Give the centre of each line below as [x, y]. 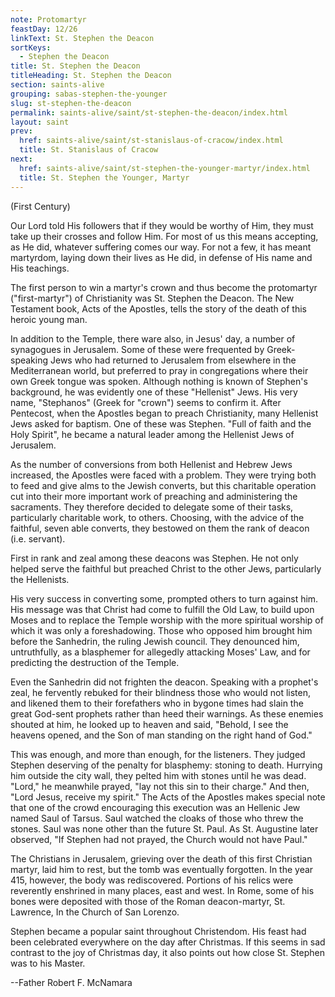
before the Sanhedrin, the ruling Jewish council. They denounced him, [155, 641]
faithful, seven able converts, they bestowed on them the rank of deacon [160, 528]
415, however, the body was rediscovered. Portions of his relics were [152, 880]
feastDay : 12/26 [44, 29]
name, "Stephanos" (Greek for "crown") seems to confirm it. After [146, 402]
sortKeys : [31, 47]
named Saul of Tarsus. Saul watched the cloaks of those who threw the [157, 818]
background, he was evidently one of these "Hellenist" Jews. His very [154, 392]
